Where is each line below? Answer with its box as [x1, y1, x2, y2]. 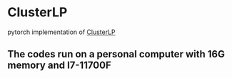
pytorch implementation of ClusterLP [7, 28, 116, 36]
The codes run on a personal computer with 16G [7, 48, 225, 60]
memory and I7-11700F [7, 60, 112, 72]
